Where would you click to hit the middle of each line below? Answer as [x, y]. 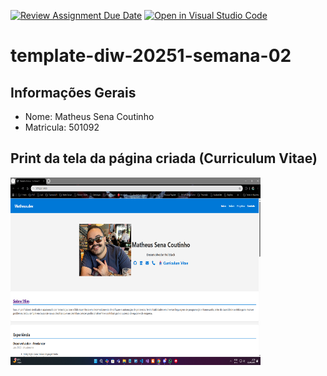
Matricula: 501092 [62, 127]
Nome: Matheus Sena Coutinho [89, 116]
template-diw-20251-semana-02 [151, 56]
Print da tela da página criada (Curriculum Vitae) [164, 158]
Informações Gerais [73, 92]
